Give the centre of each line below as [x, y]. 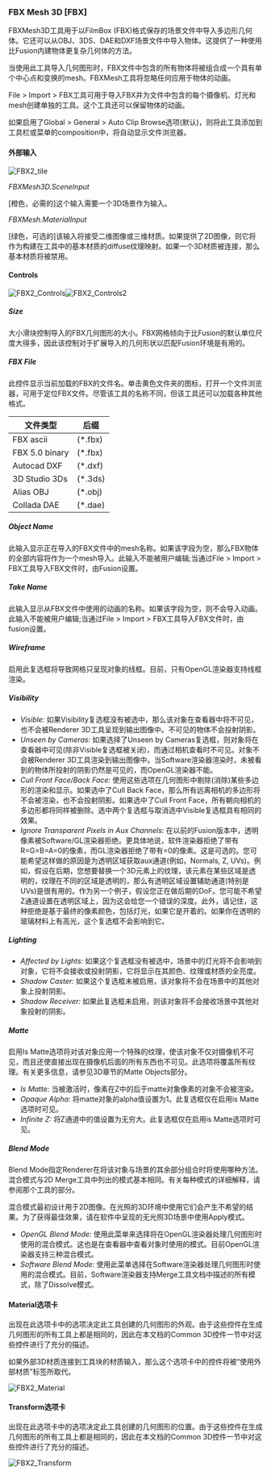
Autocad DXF [38, 465]
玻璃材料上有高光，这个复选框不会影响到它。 [94, 921]
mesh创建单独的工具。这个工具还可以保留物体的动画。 [99, 105]
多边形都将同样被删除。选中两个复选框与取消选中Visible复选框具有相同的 [141, 810]
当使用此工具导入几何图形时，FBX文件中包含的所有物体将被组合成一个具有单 [135, 68]
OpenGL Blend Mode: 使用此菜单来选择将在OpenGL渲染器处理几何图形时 [141, 1234]
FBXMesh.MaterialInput [48, 219]
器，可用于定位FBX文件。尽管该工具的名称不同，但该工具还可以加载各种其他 [135, 393]
